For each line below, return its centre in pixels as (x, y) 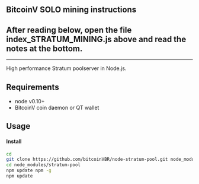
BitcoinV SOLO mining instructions (71, 10)
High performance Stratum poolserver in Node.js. (66, 68)
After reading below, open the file (69, 30)
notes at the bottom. (44, 48)
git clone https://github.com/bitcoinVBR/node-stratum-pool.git (87, 160)
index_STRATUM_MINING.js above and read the (96, 39)
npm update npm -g (29, 171)
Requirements (33, 87)
